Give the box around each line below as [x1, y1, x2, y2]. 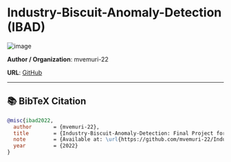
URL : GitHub [7, 68, 43, 77]
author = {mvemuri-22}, [13, 123, 100, 131]
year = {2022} [13, 142, 78, 150]
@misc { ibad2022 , [7, 117, 54, 124]
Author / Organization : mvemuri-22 [7, 55, 109, 63]
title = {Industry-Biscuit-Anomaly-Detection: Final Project [13, 130, 214, 137]
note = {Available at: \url [13, 136, 118, 143]
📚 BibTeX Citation [7, 96, 87, 107]
